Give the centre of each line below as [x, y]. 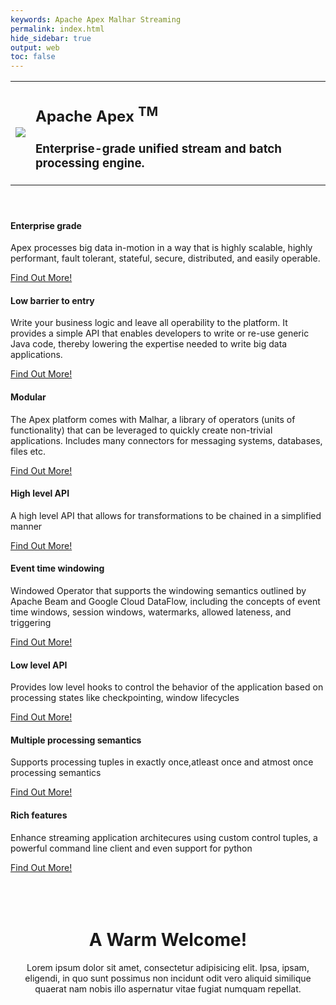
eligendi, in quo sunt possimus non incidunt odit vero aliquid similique [168, 978]
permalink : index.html [57, 29]
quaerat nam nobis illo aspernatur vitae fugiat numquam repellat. [168, 988]
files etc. [28, 451]
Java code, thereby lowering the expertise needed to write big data [149, 344]
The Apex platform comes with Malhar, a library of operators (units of [153, 419]
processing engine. [90, 163]
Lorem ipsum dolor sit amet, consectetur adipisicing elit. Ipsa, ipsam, [168, 967]
